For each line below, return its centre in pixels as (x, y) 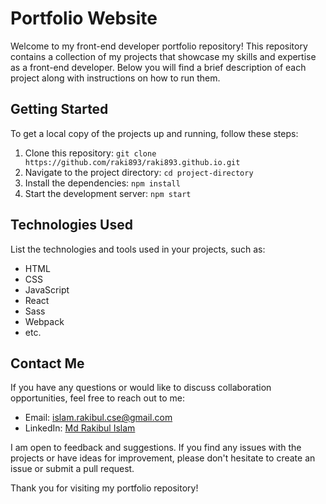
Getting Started (59, 109)
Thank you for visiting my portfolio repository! (104, 488)
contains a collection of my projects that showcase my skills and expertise (163, 56)
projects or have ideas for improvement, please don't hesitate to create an (163, 458)
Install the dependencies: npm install (102, 183)
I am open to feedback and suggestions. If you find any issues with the (156, 448)
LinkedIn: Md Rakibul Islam (80, 428)
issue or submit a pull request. (72, 469)
